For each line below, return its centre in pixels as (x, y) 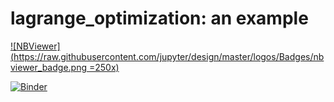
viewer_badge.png (49, 67)
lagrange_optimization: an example (159, 18)
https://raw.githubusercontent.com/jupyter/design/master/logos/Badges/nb (169, 56)
